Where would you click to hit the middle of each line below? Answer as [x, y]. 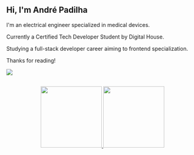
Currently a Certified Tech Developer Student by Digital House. [85, 37]
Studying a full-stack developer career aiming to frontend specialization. [97, 48]
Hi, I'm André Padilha [47, 10]
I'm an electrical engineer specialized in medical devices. [78, 25]
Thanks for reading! [31, 60]
